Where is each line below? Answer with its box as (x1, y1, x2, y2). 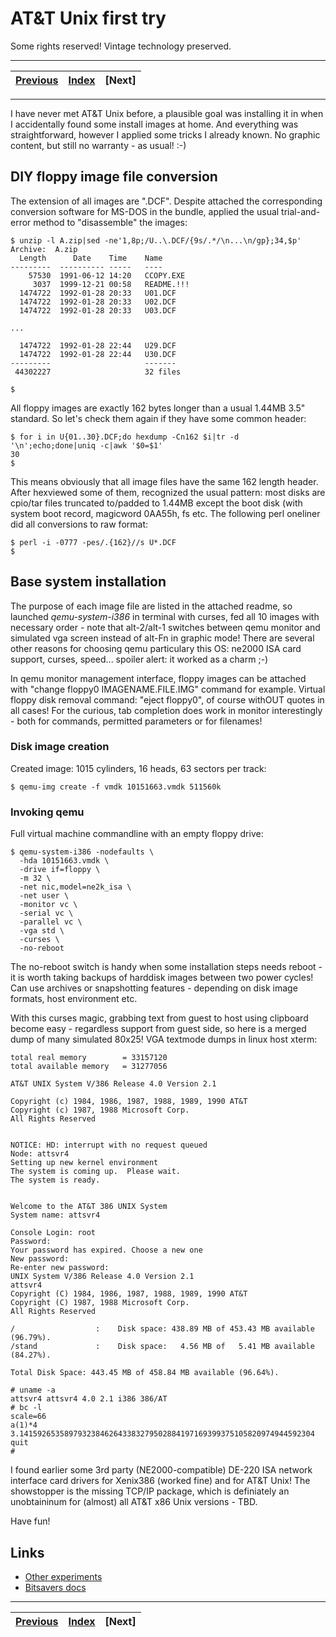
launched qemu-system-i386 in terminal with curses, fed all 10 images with (10, 610, 320, 622)
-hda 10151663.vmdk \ (19, 856, 110, 866)
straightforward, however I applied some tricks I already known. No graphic (10, 128, 321, 141)
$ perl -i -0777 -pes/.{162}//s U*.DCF (10, 537, 177, 547)
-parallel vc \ (19, 917, 83, 927)
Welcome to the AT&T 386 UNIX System (10, 1202, 168, 1212)
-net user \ (19, 891, 70, 901)
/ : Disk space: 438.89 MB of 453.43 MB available (10, 1324, 315, 1334)
